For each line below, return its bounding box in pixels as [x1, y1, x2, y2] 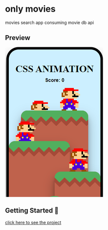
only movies [5, 3, 56, 15]
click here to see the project [5, 219, 62, 225]
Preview [5, 34, 31, 42]
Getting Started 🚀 [5, 207, 59, 215]
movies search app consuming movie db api [5, 20, 94, 25]
